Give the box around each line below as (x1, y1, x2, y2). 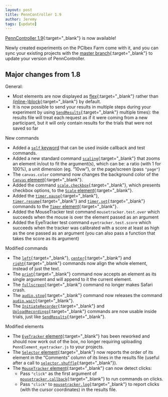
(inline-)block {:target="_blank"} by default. (12, 98, 101, 105)
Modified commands (5, 245, 48, 251)
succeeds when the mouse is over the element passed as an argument (12, 214, 159, 220)
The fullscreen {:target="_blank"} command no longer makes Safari (12, 282, 153, 288)
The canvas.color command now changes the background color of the (12, 171, 159, 177)
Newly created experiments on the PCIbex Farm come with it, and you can (5, 45, 159, 51)
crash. (12, 287, 26, 293)
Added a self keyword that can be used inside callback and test (12, 145, 145, 151)
